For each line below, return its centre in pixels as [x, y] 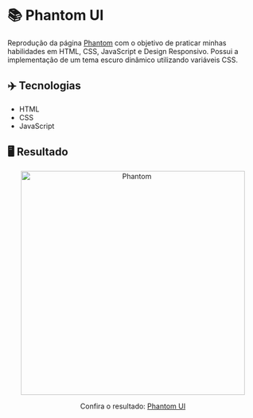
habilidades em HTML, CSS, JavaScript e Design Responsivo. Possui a [123, 51]
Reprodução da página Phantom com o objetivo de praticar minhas [117, 43]
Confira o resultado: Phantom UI [133, 406]
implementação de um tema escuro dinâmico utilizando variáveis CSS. [123, 60]
